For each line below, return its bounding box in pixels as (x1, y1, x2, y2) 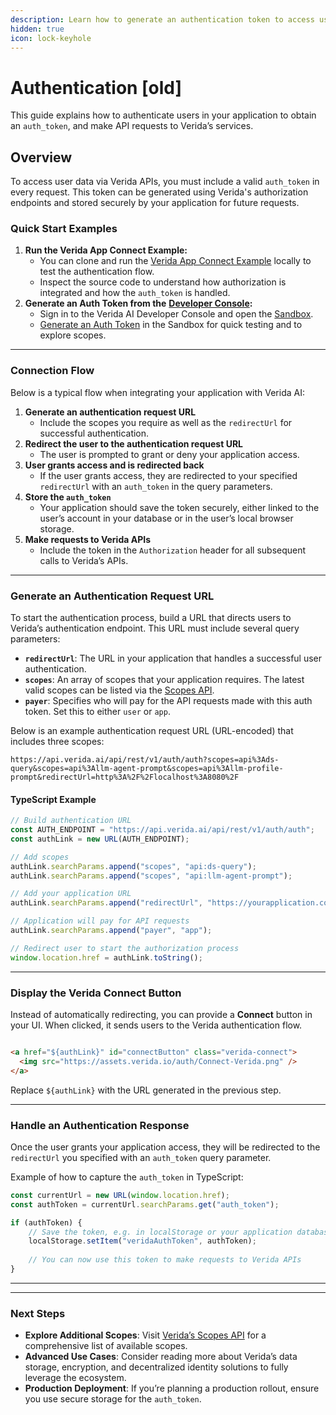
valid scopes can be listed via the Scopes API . (24, 684, 215, 696)
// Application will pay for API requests (10, 916, 190, 926)
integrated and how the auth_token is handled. (39, 287, 231, 299)
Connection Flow (10, 364, 95, 378)
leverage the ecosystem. (24, 1372, 127, 1384)
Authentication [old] (10, 76, 182, 99)
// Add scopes (10, 852, 70, 862)
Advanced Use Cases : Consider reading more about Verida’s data (24, 1351, 298, 1363)
